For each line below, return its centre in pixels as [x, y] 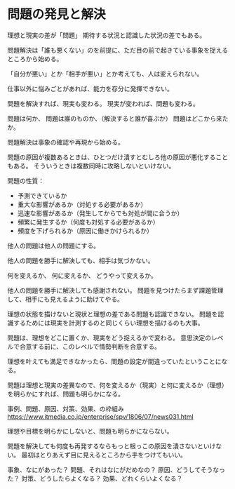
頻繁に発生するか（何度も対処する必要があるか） [88, 222]
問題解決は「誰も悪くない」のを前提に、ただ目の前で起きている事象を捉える [118, 50]
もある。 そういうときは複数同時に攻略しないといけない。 [91, 166]
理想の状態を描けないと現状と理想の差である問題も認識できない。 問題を [113, 314]
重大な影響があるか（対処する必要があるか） [82, 204]
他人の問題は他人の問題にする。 [54, 246]
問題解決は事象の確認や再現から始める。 [66, 142]
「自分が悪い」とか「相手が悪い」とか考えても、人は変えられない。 [105, 74]
